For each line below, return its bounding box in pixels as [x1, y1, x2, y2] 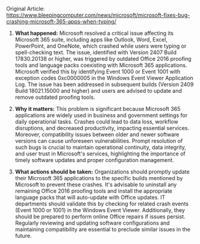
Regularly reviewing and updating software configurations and [14, 219, 170, 227]
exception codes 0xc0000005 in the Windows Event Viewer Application [14, 75, 194, 81]
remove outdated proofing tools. [14, 93, 95, 101]
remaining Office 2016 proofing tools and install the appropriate [14, 187, 173, 195]
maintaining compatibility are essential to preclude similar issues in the [14, 226, 191, 233]
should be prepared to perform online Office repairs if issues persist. [14, 213, 186, 220]
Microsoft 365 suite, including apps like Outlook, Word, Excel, [14, 36, 167, 43]
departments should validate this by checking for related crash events [14, 200, 189, 207]
